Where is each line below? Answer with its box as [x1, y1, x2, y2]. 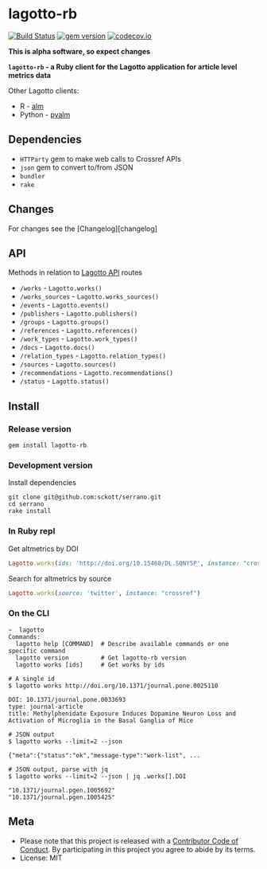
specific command [8, 647, 66, 655]
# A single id [8, 675, 56, 683]
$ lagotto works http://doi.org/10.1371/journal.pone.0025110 [8, 682, 219, 690]
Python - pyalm [19, 109, 71, 119]
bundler [19, 172, 45, 180]
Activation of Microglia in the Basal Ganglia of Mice [8, 716, 194, 725]
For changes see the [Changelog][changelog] [8, 224, 157, 233]
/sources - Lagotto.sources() [19, 359, 117, 369]
